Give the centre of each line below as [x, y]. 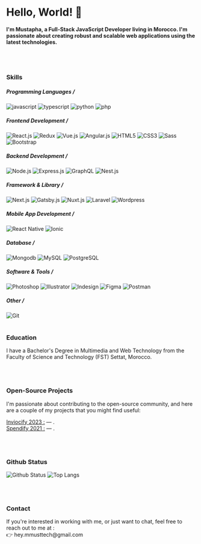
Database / [20, 242]
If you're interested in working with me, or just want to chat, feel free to [94, 522]
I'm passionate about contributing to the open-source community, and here [100, 404]
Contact [18, 509]
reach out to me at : [31, 528]
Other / [15, 301]
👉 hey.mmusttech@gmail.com [45, 535]
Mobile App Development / [40, 213]
